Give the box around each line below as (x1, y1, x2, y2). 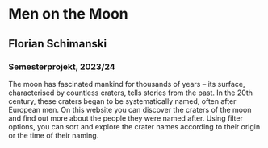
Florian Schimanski (8, 37, 107, 51)
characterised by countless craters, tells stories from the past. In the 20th (8, 88, 253, 97)
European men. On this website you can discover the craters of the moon (8, 105, 252, 114)
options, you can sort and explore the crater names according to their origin (8, 121, 261, 131)
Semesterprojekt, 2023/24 (8, 61, 115, 72)
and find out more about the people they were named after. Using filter (8, 113, 244, 123)
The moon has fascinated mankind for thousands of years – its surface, (8, 79, 245, 88)
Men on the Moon (8, 5, 128, 23)
